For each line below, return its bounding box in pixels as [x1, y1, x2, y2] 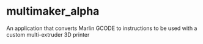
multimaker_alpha [6, 4, 100, 18]
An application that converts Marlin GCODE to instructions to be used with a [6, 24, 197, 32]
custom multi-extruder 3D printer [6, 31, 90, 38]
